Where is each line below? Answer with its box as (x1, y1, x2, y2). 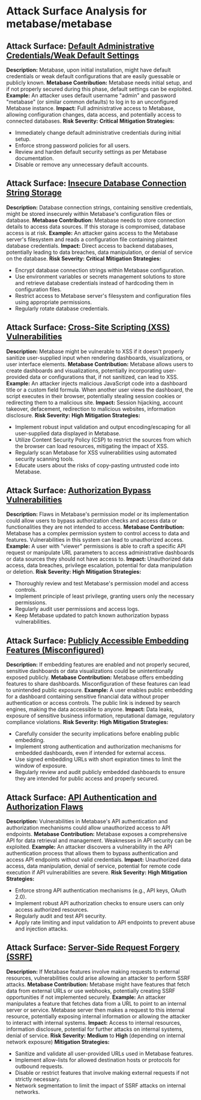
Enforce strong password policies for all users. (14, 142, 130, 149)
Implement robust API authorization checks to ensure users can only (14, 900, 185, 907)
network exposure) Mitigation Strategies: (6, 1038, 110, 1045)
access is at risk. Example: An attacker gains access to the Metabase (6, 229, 178, 236)
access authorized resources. (14, 906, 89, 914)
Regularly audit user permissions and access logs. (14, 606, 140, 613)
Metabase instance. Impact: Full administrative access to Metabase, (6, 105, 175, 112)
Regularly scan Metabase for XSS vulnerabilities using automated (14, 449, 177, 456)
